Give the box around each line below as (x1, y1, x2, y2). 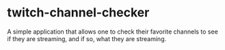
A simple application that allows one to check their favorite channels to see (7, 27, 219, 36)
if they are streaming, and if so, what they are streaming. (7, 34, 166, 42)
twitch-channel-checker (7, 5, 150, 21)
